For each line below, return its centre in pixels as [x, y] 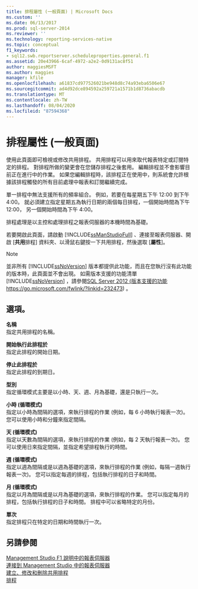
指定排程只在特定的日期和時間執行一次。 [55, 522]
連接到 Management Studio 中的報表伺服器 [58, 565]
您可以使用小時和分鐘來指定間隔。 [48, 420]
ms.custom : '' [24, 17]
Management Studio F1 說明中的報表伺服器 [58, 558]
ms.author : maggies [30, 72]
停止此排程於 [22, 365]
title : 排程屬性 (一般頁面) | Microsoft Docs [60, 12]
